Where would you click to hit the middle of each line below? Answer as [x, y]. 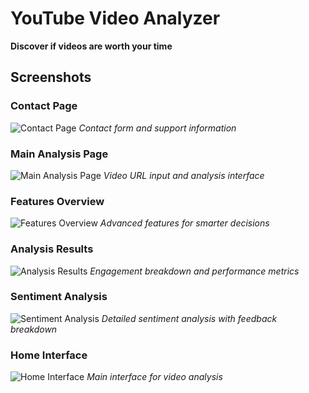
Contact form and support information [157, 128]
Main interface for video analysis [154, 377]
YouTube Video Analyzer [115, 18]
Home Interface [49, 355]
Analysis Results [52, 249]
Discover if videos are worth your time [91, 46]
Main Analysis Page [59, 154]
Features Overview [57, 201]
